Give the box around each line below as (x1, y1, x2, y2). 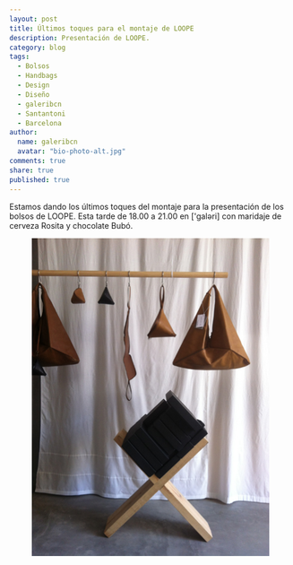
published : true (9, 175, 70, 184)
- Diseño (17, 90, 50, 99)
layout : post (9, 14, 58, 23)
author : (9, 128, 39, 137)
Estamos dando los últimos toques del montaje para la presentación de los (9, 201, 284, 212)
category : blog (9, 43, 66, 52)
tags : (9, 52, 30, 62)
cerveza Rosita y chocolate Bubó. (9, 220, 134, 230)
